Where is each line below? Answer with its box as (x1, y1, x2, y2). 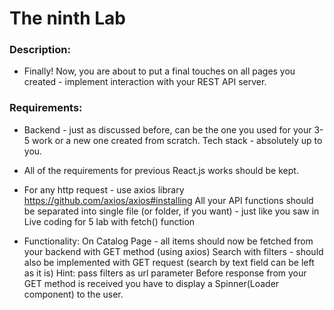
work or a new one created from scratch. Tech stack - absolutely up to (32, 134, 323, 146)
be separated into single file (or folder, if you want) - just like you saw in (23, 205, 320, 217)
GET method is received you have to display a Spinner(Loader (23, 277, 280, 289)
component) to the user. (23, 288, 124, 300)
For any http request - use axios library (23, 183, 185, 196)
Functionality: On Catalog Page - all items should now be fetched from (23, 235, 314, 247)
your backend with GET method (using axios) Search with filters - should (23, 245, 324, 257)
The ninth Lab (9, 7, 127, 30)
